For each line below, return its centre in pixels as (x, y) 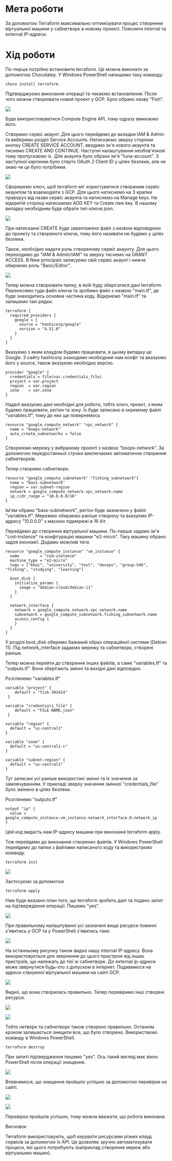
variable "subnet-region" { (35, 760)
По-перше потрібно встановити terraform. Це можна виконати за (77, 69)
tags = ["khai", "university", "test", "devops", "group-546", (79, 565)
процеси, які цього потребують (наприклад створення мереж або (78, 1147)
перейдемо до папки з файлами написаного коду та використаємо (79, 847)
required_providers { (33, 315)
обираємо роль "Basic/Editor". (38, 265)
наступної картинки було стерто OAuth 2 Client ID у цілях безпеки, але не (85, 161)
